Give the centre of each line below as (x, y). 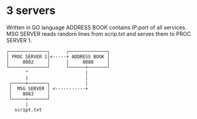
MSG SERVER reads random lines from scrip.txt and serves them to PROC (99, 33)
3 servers (31, 11)
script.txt (28, 110)
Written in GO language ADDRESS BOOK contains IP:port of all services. (97, 27)
